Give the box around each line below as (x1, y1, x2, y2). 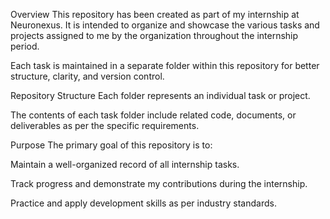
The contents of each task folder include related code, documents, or (10, 109, 297, 121)
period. (10, 40, 40, 52)
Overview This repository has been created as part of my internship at (10, 9, 300, 20)
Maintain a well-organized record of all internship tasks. (10, 159, 240, 170)
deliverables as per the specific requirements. (10, 120, 200, 131)
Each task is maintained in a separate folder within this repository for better (10, 60, 320, 71)
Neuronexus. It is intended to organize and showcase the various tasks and (10, 19, 320, 31)
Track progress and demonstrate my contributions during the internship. (10, 178, 308, 189)
